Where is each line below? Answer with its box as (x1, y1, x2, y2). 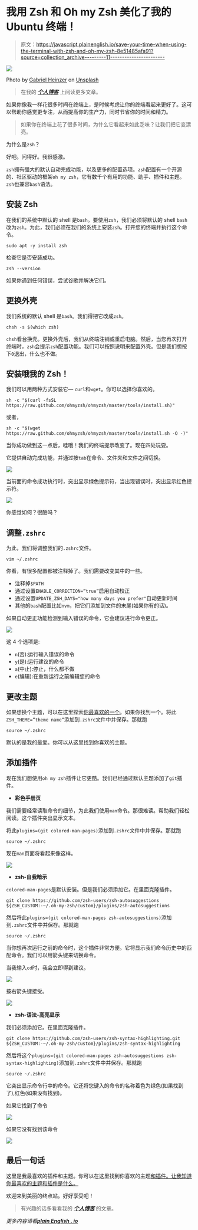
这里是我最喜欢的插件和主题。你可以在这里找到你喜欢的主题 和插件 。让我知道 (6, 1172, 192, 1179)
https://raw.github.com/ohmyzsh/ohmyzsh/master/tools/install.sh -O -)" (6, 431, 189, 437)
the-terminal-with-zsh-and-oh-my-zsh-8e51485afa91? (20, 47, 154, 54)
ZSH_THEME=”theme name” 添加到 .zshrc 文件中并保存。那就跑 (6, 716, 147, 723)
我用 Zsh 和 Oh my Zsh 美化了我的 (6, 5, 172, 19)
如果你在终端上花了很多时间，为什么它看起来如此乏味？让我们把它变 (20, 120, 186, 127)
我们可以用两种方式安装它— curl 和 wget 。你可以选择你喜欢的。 (6, 386, 158, 393)
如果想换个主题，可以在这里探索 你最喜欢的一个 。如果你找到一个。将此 (6, 709, 177, 716)
